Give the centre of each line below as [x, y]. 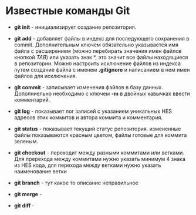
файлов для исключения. [45, 76]
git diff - [24, 205]
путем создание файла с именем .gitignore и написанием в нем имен [102, 69]
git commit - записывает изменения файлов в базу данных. [88, 87]
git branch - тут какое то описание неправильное [76, 183]
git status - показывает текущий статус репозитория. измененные [97, 129]
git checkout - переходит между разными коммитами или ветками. [99, 152]
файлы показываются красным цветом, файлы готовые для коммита [100, 135]
